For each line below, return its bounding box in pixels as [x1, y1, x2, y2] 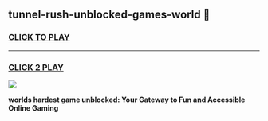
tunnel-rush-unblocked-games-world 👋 [8, 8, 211, 21]
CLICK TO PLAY [8, 32, 70, 43]
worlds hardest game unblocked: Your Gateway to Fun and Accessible [8, 95, 246, 104]
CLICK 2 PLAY [8, 61, 64, 72]
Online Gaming [8, 103, 59, 112]
